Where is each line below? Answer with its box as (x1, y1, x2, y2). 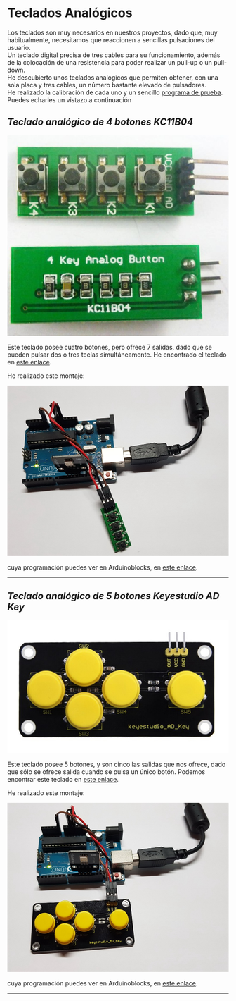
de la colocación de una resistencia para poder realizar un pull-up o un (7, 58, 213, 66)
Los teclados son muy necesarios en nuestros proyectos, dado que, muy (7, 28, 218, 37)
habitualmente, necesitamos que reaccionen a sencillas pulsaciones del (7, 35, 216, 44)
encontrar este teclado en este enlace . (7, 775, 119, 784)
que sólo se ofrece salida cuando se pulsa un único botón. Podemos (7, 768, 206, 776)
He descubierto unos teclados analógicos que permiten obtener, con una (7, 73, 219, 82)
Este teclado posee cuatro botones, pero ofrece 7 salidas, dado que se (7, 343, 212, 351)
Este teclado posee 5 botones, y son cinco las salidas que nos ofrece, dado (7, 760, 226, 769)
